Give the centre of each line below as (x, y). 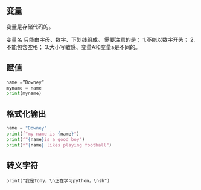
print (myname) (24, 93)
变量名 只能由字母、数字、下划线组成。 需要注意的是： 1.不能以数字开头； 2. (101, 39)
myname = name (24, 88)
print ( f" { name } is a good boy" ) (46, 139)
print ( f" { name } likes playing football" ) (59, 145)
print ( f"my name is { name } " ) (43, 134)
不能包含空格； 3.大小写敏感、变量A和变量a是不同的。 (73, 47)
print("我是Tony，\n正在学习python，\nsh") (58, 181)
